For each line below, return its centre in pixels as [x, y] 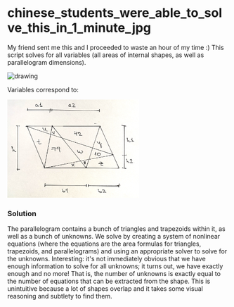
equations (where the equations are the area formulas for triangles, [104, 244]
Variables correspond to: [43, 89]
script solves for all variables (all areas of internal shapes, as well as [106, 55]
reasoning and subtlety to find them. [60, 296]
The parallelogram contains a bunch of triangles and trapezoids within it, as [117, 229]
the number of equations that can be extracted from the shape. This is [109, 281]
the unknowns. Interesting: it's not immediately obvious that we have [106, 259]
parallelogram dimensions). [47, 62]
